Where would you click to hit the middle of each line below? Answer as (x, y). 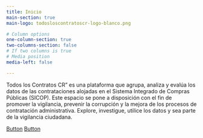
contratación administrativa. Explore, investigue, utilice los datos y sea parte (101, 110)
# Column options (28, 34)
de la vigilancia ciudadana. (39, 117)
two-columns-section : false (42, 45)
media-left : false (29, 62)
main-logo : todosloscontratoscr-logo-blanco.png (69, 23)
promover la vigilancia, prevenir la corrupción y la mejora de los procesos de (101, 104)
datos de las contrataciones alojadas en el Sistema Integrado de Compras (98, 91)
